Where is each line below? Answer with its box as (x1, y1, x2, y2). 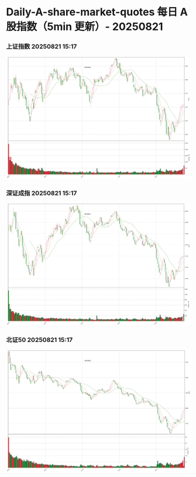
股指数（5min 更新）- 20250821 (6, 20, 163, 33)
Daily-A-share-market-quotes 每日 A (6, 5, 188, 19)
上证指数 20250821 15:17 (6, 42, 77, 50)
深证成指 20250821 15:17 (6, 189, 77, 197)
